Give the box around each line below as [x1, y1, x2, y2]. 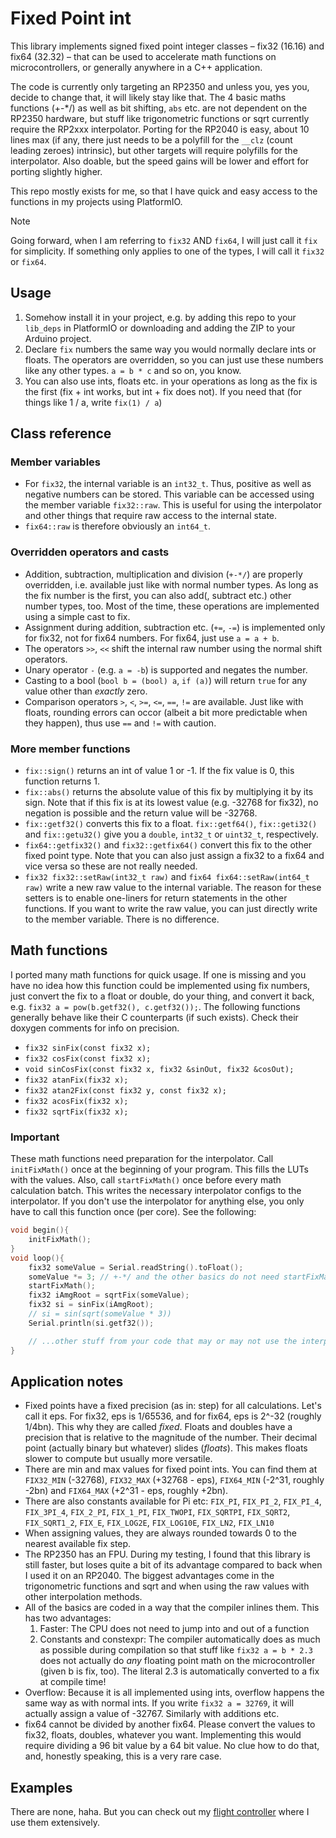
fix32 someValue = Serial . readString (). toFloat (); [28, 1262, 244, 1272]
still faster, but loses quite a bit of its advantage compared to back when [24, 1559, 323, 1571]
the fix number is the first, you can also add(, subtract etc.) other [24, 589, 292, 601]
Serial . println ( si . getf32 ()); [28, 1318, 155, 1328]
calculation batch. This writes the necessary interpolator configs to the [10, 1185, 302, 1197]
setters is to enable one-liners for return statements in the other [24, 892, 288, 904]
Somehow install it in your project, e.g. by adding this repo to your [24, 311, 297, 323]
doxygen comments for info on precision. [10, 1022, 180, 1034]
